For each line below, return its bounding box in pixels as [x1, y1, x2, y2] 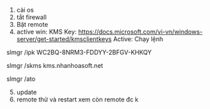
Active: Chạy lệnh [113, 35, 164, 43]
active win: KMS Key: [16, 27, 77, 36]
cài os [16, 6, 34, 14]
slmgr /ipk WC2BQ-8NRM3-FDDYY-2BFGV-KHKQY [6, 48, 153, 56]
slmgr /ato [6, 75, 36, 83]
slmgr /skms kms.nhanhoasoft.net [6, 62, 104, 69]
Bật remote [16, 21, 48, 28]
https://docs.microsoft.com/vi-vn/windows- [77, 27, 203, 36]
